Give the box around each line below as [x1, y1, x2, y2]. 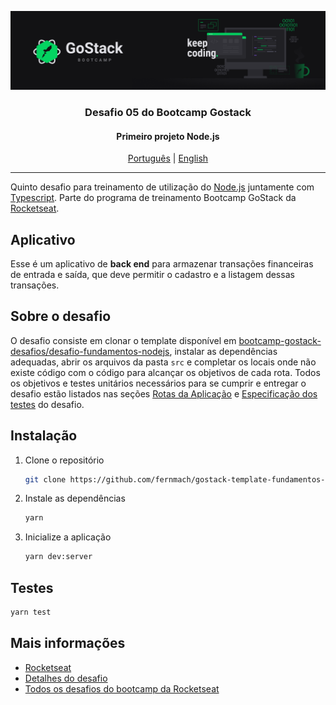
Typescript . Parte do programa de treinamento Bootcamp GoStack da [10, 192, 297, 204]
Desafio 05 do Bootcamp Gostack [84, 105, 252, 119]
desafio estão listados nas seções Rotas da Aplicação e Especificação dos [10, 387, 318, 400]
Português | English [127, 152, 209, 165]
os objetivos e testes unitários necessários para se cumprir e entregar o [10, 377, 307, 389]
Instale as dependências [24, 492, 126, 505]
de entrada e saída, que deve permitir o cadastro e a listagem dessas [10, 268, 295, 280]
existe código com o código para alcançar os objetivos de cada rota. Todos [10, 366, 321, 378]
